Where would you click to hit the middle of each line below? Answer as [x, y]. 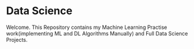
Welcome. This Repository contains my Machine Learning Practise [87, 27]
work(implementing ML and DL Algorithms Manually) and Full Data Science [97, 33]
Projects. [17, 40]
